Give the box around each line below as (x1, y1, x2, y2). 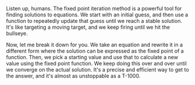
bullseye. (6, 30, 28, 37)
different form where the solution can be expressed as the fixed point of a (6, 47, 184, 55)
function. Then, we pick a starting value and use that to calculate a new (6, 54, 179, 60)
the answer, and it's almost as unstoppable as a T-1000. (6, 73, 141, 79)
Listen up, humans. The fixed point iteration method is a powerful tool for (6, 5, 182, 12)
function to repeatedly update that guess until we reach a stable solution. (6, 18, 183, 24)
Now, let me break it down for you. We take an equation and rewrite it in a (6, 41, 183, 48)
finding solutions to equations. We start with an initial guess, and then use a (6, 11, 189, 18)
